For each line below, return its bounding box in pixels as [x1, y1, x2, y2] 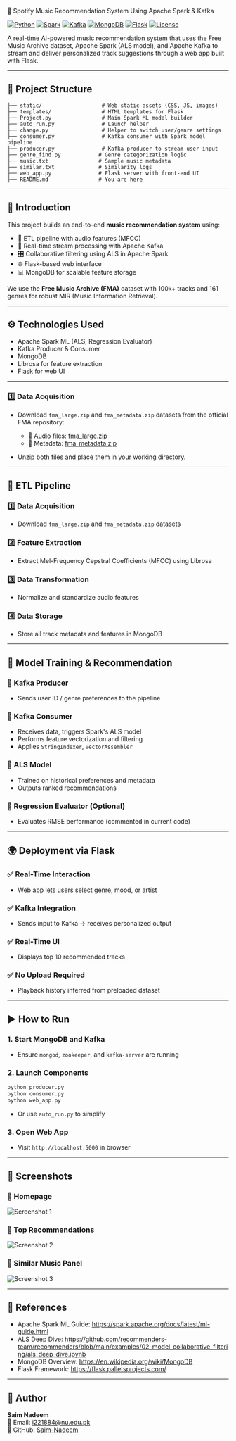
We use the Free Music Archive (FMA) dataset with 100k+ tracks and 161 [7, 284, 219, 292]
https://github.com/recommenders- [64, 1335, 167, 1344]
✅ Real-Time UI [7, 936, 60, 946]
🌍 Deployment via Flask [7, 845, 115, 857]
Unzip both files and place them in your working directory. [17, 453, 186, 461]
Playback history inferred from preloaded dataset [17, 986, 160, 995]
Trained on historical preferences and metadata [17, 776, 156, 784]
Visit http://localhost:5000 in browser [17, 1143, 131, 1152]
